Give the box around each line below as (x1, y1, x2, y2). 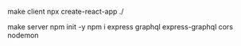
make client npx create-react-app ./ (7, 7, 124, 16)
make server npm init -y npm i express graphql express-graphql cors (7, 22, 234, 31)
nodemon (7, 31, 39, 40)
